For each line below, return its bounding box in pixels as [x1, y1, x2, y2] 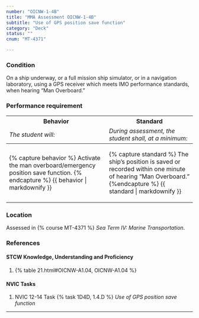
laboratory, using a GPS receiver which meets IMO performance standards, [6, 81, 190, 88]
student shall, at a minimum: [108, 134, 188, 142]
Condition [6, 60, 36, 69]
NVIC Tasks [6, 280, 36, 287]
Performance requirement [6, 102, 83, 110]
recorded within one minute [108, 165, 185, 173]
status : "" [6, 31, 33, 37]
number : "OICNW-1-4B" [6, 8, 60, 15]
